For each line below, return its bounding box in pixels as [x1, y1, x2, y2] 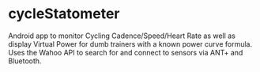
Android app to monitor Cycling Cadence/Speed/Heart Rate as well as [8, 31, 236, 40]
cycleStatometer [8, 5, 120, 23]
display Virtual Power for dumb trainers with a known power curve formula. [8, 39, 253, 48]
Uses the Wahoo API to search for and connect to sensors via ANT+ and [8, 47, 243, 57]
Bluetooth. [8, 56, 42, 66]
